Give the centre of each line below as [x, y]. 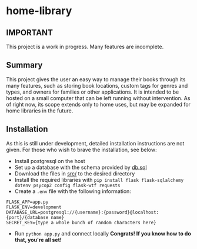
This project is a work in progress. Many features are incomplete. [85, 47]
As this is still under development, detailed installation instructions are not [95, 143]
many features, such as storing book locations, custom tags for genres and [97, 85]
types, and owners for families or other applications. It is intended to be [93, 92]
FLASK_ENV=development [34, 207]
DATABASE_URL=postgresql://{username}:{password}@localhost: [83, 212]
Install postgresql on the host [50, 161]
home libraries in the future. [40, 111]
